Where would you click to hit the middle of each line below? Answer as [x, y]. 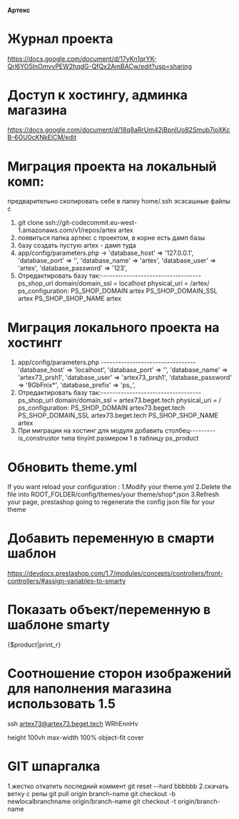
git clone [31, 223]
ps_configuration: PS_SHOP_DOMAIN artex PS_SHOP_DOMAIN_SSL [117, 291]
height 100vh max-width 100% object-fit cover [76, 738]
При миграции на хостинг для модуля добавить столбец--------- [117, 431]
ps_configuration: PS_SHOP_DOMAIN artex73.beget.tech [101, 408]
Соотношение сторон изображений [119, 674]
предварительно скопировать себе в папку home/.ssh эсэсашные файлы [119, 201]
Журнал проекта [60, 39]
